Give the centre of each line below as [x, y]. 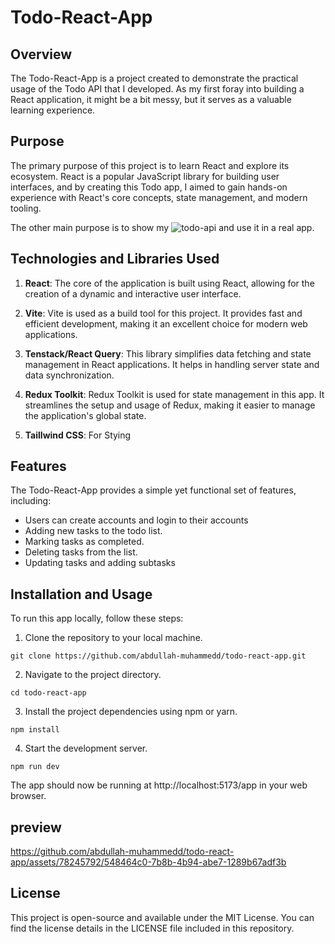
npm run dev [35, 767]
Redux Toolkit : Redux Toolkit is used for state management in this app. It [174, 394]
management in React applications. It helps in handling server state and [172, 364]
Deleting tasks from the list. [81, 552]
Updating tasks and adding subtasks [100, 563]
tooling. [26, 208]
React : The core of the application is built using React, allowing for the [169, 283]
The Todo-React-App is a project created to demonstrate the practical [154, 78]
